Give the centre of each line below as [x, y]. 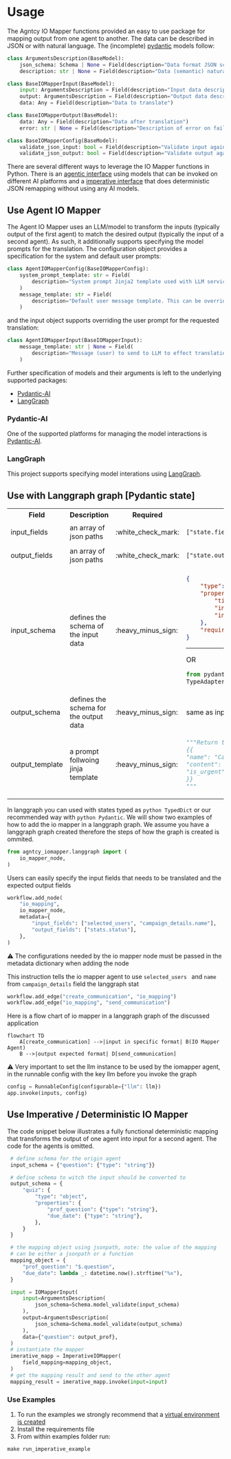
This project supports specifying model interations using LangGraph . [104, 474]
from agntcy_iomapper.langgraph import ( [67, 852]
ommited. [21, 839]
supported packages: [37, 380]
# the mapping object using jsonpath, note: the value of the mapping [113, 1248]
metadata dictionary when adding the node [68, 963]
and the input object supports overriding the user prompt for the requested [113, 321]
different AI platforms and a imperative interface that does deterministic [108, 181]
